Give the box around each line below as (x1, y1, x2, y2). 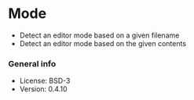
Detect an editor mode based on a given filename (19, 30, 180, 40)
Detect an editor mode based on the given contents (19, 38, 187, 48)
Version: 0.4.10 (19, 84, 68, 94)
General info (8, 58, 57, 69)
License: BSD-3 (19, 76, 71, 86)
